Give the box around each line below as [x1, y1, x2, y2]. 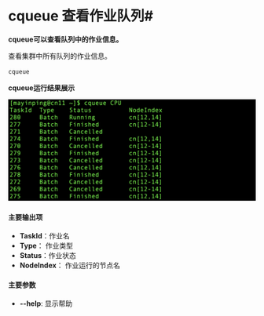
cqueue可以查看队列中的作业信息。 [8, 35, 123, 44]
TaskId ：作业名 [19, 231, 70, 241]
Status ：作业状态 [19, 251, 76, 260]
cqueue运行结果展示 [8, 83, 75, 93]
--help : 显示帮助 [19, 299, 73, 308]
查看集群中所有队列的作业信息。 [8, 51, 112, 60]
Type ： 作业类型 [19, 241, 73, 251]
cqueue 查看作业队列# [8, 7, 154, 25]
